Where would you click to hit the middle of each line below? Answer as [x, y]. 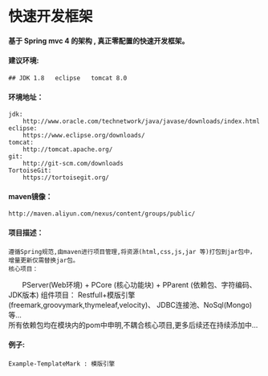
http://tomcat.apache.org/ [68, 149]
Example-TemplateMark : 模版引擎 [62, 364]
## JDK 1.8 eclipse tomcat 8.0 [68, 78]
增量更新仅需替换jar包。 [44, 260]
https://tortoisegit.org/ [66, 178]
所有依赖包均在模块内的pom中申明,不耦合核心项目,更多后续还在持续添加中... [133, 325]
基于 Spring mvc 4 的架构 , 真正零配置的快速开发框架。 [99, 40]
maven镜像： [30, 196]
